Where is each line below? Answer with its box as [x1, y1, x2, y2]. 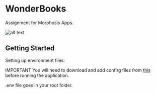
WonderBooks [5, 3, 66, 15]
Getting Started [5, 44, 55, 53]
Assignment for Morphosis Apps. [5, 20, 74, 26]
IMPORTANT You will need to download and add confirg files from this [5, 67, 151, 73]
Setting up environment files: [5, 57, 65, 63]
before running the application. [5, 72, 69, 78]
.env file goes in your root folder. [5, 82, 73, 88]
